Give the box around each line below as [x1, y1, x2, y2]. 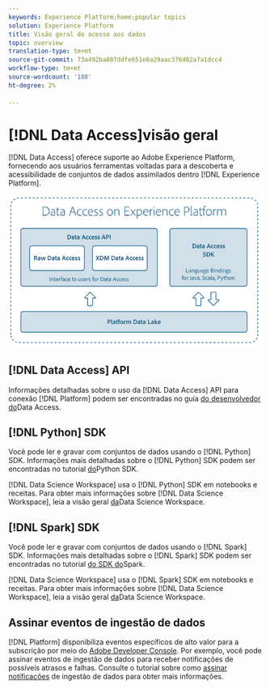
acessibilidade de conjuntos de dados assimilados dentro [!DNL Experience [8, 170, 260, 180]
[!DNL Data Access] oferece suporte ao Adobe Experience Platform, [8, 152, 235, 162]
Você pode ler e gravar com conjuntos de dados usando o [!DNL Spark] [8, 542, 247, 552]
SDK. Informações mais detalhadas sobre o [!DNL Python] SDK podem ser [8, 456, 256, 466]
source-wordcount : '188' [8, 73, 92, 81]
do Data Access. [8, 402, 62, 412]
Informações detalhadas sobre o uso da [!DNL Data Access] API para [8, 385, 239, 394]
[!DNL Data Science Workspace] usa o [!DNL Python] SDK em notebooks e [8, 480, 258, 490]
